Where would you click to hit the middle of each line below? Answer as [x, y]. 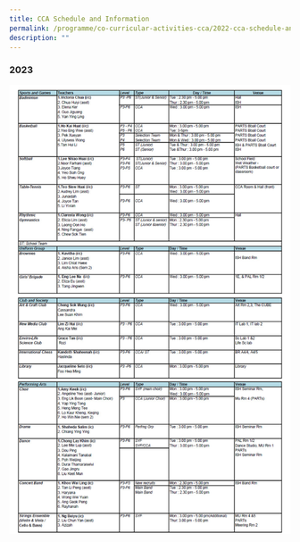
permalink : [29, 28]
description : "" [39, 38]
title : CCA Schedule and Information [79, 19]
